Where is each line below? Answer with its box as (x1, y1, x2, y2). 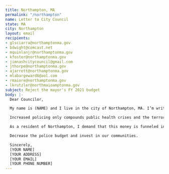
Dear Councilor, (10, 97, 44, 102)
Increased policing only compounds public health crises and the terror (10, 115, 165, 120)
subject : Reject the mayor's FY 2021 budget (5, 87, 100, 93)
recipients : (5, 36, 30, 41)
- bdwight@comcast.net (5, 45, 53, 50)
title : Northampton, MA (5, 7, 55, 13)
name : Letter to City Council (5, 17, 69, 22)
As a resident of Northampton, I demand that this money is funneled (10, 124, 158, 129)
